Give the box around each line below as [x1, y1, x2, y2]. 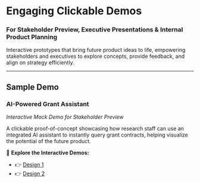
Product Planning [6, 33, 58, 41]
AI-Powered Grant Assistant [6, 100, 89, 108]
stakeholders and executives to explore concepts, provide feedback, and [6, 52, 185, 60]
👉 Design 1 [14, 161, 44, 168]
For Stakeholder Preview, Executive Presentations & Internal [6, 26, 183, 34]
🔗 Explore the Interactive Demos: [6, 149, 89, 156]
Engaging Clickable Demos [6, 4, 142, 18]
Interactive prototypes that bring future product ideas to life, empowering [6, 46, 186, 54]
